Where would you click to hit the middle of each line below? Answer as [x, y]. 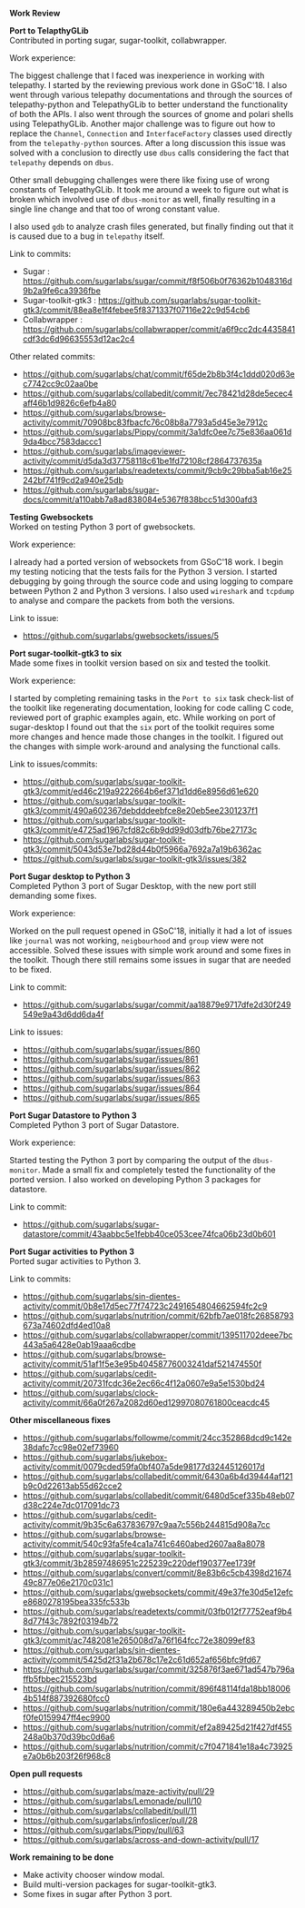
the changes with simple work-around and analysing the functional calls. [145, 746]
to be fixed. [31, 969]
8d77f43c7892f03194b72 [70, 1621]
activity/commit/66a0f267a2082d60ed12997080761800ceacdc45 [146, 1403]
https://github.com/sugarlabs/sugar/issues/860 [111, 1049]
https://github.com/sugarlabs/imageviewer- [104, 451]
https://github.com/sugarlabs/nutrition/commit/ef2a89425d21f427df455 [157, 1727]
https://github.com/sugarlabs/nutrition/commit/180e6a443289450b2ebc [158, 1708]
